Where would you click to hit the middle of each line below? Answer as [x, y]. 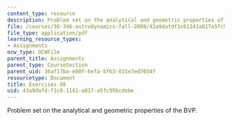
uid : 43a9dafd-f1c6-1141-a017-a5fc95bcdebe [71, 91]
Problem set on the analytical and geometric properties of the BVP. [103, 111]
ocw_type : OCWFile [33, 53]
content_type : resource [41, 13]
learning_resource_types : [44, 39]
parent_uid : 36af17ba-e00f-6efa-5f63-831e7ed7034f [81, 71]
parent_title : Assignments [46, 59]
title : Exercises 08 [37, 84]
